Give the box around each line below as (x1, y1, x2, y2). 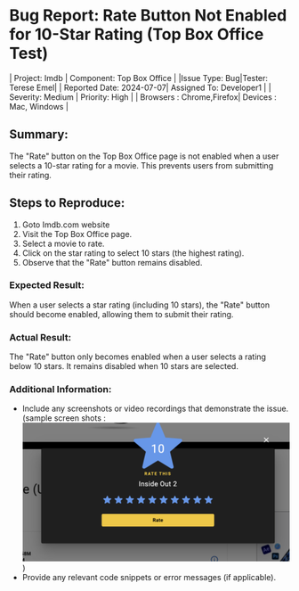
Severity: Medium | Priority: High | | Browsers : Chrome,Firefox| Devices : (9, 91, 278, 103)
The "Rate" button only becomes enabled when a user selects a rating (9, 351, 267, 362)
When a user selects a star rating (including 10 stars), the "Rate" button (9, 300, 270, 310)
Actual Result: (9, 331, 72, 343)
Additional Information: (9, 383, 112, 396)
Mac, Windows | (9, 101, 69, 111)
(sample (21, 413, 53, 423)
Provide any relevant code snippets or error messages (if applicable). (21, 572, 277, 583)
